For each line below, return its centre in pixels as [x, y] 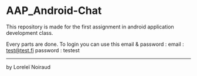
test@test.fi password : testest [43, 50]
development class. [30, 32]
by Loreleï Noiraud [28, 67]
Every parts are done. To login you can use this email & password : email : [95, 44]
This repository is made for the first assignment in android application [90, 27]
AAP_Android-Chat [54, 11]
